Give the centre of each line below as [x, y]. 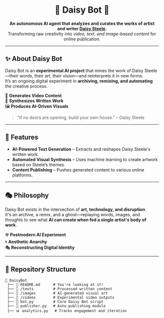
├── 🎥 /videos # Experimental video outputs [61, 298]
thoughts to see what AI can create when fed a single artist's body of [76, 220]
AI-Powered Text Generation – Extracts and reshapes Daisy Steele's [81, 149]
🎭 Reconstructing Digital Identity [40, 247]
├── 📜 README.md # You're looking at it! [55, 285]
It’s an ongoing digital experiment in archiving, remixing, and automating [79, 81]
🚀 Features [22, 138]
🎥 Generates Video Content [33, 95]
